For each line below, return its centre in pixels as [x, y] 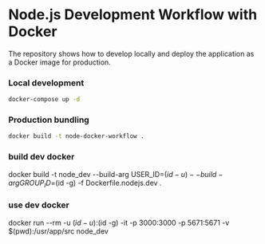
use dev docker [39, 205]
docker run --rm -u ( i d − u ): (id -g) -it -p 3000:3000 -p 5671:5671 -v [119, 222]
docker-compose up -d [44, 100]
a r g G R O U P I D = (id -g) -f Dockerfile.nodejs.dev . [85, 183]
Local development [46, 83]
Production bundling [49, 120]
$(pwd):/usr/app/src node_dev [59, 231]
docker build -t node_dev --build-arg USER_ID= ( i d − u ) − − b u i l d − [116, 174]
